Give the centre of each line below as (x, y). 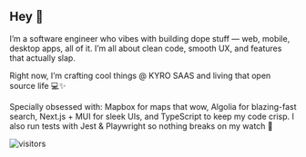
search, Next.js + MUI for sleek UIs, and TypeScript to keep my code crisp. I (152, 116)
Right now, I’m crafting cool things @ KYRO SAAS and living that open (140, 75)
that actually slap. (42, 58)
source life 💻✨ (38, 85)
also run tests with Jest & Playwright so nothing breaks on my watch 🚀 (141, 126)
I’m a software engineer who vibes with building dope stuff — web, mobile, (150, 38)
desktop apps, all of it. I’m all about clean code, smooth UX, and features (146, 48)
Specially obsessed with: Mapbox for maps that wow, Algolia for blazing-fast (153, 106)
